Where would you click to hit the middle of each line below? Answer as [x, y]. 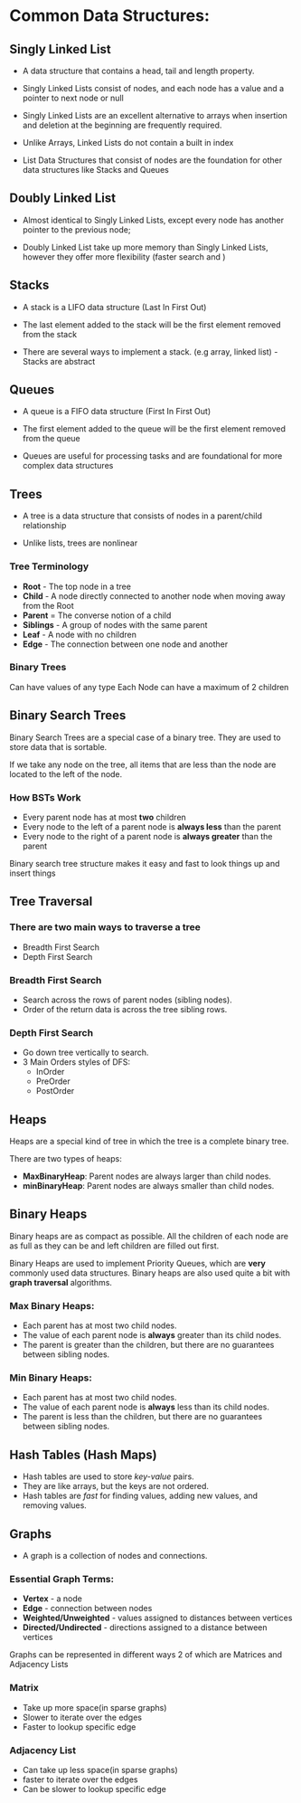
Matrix [24, 1688]
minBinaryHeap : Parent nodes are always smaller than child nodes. [148, 1186]
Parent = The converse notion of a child [97, 615]
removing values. [55, 1505]
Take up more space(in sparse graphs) [94, 1707]
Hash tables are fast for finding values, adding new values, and [140, 1496]
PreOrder [53, 1081]
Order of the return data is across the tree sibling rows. [125, 1009]
